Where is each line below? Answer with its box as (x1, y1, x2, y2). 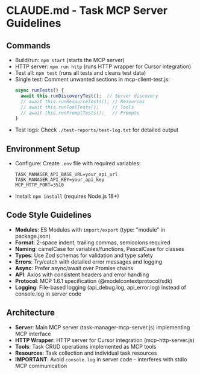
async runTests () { (14, 87, 64, 93)
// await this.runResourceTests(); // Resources (20, 98, 145, 104)
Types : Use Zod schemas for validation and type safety (14, 252, 154, 259)
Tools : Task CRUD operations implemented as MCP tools (14, 343, 157, 350)
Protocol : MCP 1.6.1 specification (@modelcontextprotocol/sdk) (14, 277, 173, 284)
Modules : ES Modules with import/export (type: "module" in (14, 226, 166, 233)
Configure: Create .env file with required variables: (14, 160, 141, 167)
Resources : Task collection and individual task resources (14, 349, 157, 357)
